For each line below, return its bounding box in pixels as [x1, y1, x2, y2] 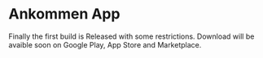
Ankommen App [8, 5, 121, 23]
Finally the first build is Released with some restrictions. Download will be [8, 31, 255, 41]
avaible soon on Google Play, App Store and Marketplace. [8, 39, 202, 49]
